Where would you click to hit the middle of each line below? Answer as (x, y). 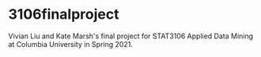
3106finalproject (64, 14)
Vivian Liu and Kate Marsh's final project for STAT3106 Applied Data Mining (131, 36)
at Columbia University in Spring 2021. (70, 44)
